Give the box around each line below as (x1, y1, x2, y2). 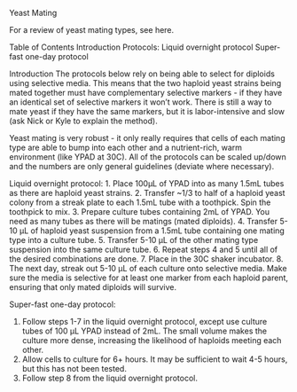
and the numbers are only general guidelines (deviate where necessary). (9, 161, 275, 171)
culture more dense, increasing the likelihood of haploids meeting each (21, 335, 282, 345)
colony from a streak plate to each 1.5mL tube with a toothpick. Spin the (9, 197, 271, 208)
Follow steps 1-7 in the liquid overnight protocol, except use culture (21, 317, 268, 326)
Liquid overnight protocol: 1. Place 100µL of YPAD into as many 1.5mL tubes (9, 178, 285, 189)
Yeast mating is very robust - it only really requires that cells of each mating (9, 133, 285, 143)
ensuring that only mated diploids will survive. (9, 282, 177, 292)
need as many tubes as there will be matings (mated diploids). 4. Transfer (9, 216, 277, 226)
